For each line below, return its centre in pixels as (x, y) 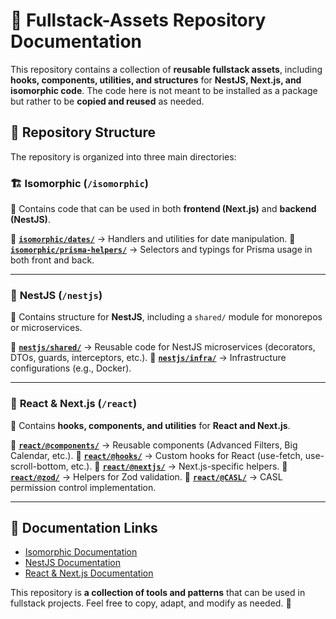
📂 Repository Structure (83, 132)
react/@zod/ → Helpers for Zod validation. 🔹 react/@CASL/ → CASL (146, 476)
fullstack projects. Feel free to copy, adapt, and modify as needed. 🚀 (151, 603)
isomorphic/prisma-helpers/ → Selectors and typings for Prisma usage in (161, 250)
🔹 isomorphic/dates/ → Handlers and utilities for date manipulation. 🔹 (153, 239)
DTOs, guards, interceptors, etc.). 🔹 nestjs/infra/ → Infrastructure (148, 358)
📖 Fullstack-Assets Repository (138, 20)
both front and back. (52, 260)
